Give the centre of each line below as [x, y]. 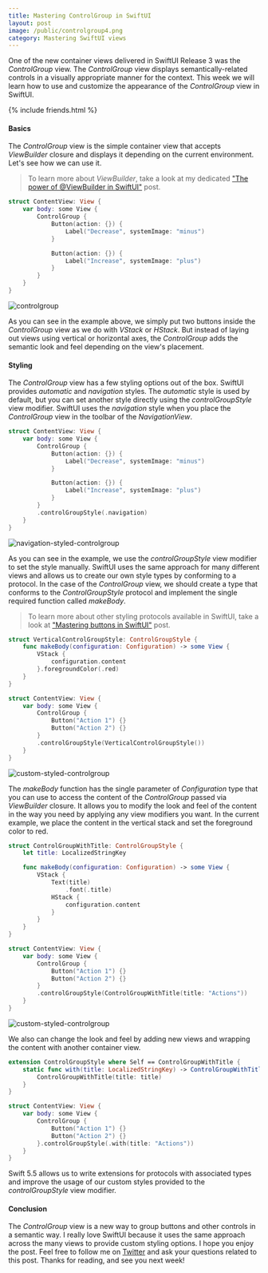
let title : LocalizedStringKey [75, 853]
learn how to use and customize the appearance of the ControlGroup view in [134, 86]
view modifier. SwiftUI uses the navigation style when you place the [120, 408]
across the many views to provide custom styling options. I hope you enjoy [131, 1243]
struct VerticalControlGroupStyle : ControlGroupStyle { [103, 639]
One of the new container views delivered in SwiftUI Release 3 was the [124, 61]
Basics [20, 128]
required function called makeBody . [67, 601]
